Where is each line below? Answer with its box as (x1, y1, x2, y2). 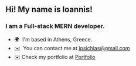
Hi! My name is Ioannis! (5, 5, 93, 15)
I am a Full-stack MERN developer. (5, 22, 105, 30)
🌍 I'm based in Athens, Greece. (13, 36, 93, 43)
